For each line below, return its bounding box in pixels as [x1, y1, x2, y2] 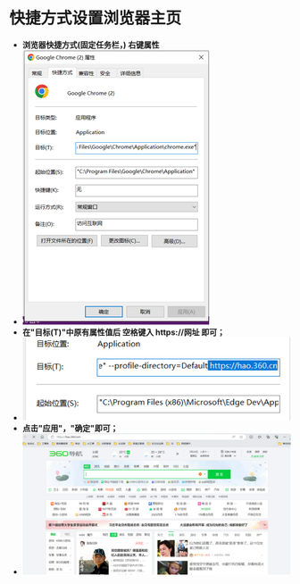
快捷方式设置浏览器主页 [9, 8, 182, 29]
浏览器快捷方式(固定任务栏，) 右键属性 [21, 39, 160, 50]
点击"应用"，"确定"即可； [21, 423, 119, 434]
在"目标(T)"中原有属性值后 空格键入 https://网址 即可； [21, 327, 226, 338]
